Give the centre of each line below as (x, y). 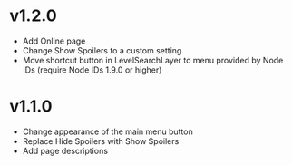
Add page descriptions (65, 150)
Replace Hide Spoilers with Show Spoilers (101, 141)
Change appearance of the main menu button (107, 131)
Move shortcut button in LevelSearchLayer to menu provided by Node (153, 60)
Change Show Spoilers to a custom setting (102, 50)
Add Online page (54, 41)
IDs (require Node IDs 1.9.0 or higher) (92, 70)
